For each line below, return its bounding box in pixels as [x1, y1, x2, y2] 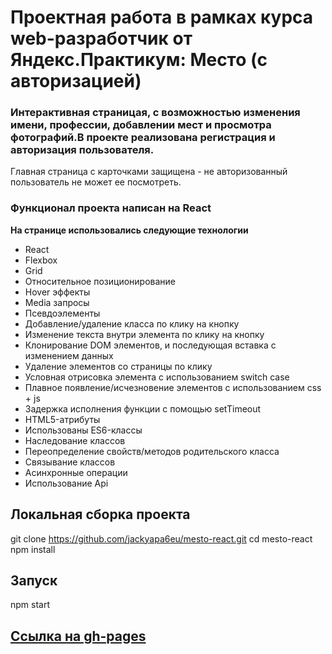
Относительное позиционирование [24, 275, 176, 287]
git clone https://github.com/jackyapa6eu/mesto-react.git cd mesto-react [10, 532, 313, 545]
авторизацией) [10, 70, 142, 93]
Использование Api [24, 477, 109, 489]
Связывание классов [24, 456, 116, 468]
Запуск [10, 572, 58, 589]
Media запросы [24, 296, 90, 308]
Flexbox [24, 254, 58, 266]
